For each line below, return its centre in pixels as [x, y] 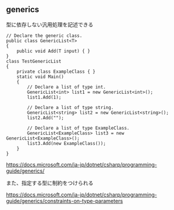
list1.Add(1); [44, 97]
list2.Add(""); [46, 118]
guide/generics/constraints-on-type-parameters [64, 201]
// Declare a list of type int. [67, 87]
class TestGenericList [34, 61]
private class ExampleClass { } [56, 72]
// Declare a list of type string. [71, 107]
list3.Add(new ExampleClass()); [67, 143]
